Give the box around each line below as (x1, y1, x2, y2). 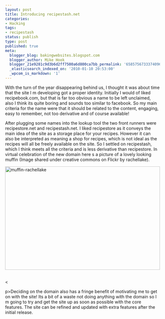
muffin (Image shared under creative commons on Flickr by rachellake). (5, 157, 150, 162)
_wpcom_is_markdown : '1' (9, 71, 60, 76)
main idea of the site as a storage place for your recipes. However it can (5, 131, 151, 136)
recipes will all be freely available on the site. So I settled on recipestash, (5, 141, 152, 147)
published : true (5, 44, 38, 49)
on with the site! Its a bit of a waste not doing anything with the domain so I (5, 293, 157, 299)
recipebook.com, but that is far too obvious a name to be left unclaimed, (5, 95, 151, 101)
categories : (5, 16, 29, 21)
